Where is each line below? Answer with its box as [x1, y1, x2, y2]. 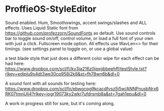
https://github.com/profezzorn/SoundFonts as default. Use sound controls [5, 30, 156, 36]
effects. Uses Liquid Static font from [5, 25, 79, 30]
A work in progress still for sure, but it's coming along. [5, 100, 115, 106]
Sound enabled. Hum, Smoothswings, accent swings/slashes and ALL [5, 20, 147, 26]
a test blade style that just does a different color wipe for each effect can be [5, 55, 159, 61]
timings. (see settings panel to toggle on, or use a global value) [5, 46, 133, 52]
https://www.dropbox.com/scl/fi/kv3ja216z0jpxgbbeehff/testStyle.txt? [5, 65, 147, 72]
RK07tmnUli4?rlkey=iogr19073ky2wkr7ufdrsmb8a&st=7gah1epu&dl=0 [5, 91, 147, 97]
